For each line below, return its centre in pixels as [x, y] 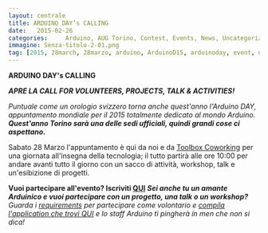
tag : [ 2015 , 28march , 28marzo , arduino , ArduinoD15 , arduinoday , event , [132, 53]
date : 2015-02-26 [41, 30]
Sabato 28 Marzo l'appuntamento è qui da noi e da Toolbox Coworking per [131, 147]
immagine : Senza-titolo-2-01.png [64, 45]
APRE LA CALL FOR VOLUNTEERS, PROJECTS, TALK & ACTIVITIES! [122, 91]
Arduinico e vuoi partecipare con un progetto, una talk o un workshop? [128, 197]
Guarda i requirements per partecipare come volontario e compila [116, 205]
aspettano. [27, 132]
